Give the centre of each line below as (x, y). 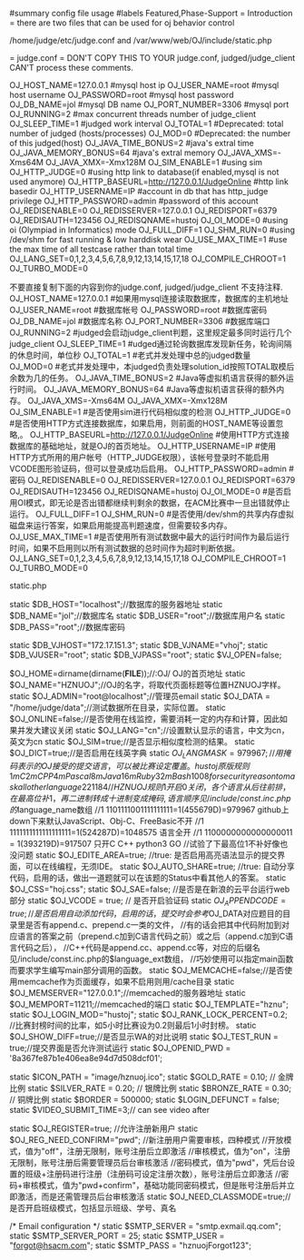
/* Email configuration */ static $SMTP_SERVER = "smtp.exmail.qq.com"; (145, 1226)
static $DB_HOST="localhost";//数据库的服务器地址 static (116, 604)
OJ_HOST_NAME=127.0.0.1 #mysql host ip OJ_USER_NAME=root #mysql (144, 85)
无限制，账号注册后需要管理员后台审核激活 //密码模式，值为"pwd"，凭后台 (148, 1162)
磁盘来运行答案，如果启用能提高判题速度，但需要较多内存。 (121, 525)
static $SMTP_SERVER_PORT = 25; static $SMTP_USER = (117, 1235)
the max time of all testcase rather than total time (101, 249)
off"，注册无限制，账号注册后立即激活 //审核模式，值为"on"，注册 (167, 1151)
